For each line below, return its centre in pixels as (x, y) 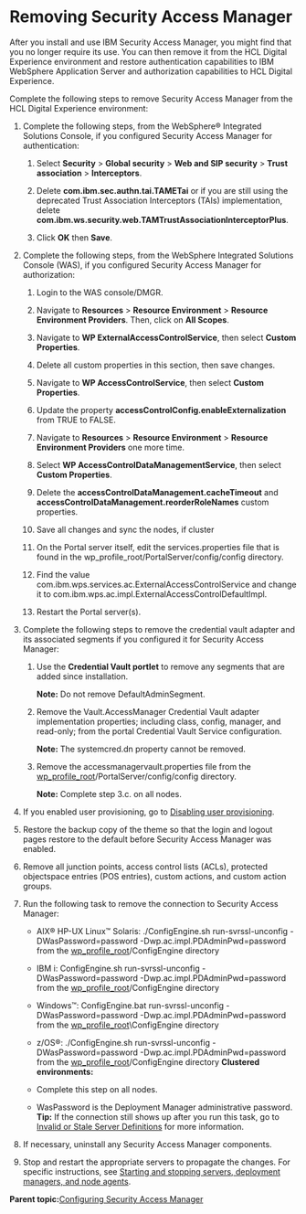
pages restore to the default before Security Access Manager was (147, 839)
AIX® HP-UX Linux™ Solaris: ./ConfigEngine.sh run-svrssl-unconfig (162, 931)
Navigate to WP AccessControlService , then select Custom (150, 382)
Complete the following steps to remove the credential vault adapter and (158, 629)
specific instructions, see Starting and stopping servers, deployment (151, 1171)
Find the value (63, 574)
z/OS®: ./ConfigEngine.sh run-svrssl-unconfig (123, 1042)
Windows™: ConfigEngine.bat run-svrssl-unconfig (130, 1005)
